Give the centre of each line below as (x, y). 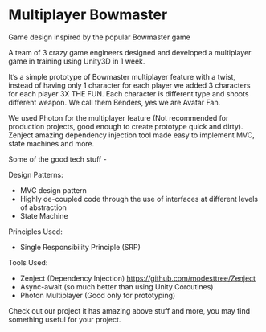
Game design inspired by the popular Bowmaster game (100, 37)
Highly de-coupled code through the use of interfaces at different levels (139, 199)
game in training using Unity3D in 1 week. (77, 61)
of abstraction (43, 207)
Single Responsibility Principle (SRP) (80, 247)
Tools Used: (28, 262)
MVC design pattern (53, 190)
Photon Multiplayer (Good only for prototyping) (98, 295)
